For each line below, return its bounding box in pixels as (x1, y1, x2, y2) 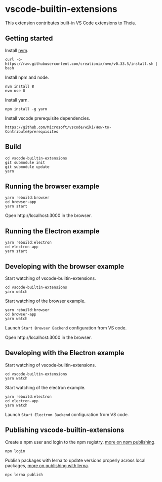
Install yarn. (5, 97, 29, 103)
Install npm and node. (5, 74, 49, 80)
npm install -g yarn (5, 107, 48, 111)
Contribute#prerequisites (5, 129, 58, 134)
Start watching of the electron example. (5, 384, 85, 390)
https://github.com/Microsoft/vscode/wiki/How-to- (5, 125, 112, 130)
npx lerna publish (5, 472, 43, 477)
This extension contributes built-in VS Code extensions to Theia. (5, 20, 136, 26)
